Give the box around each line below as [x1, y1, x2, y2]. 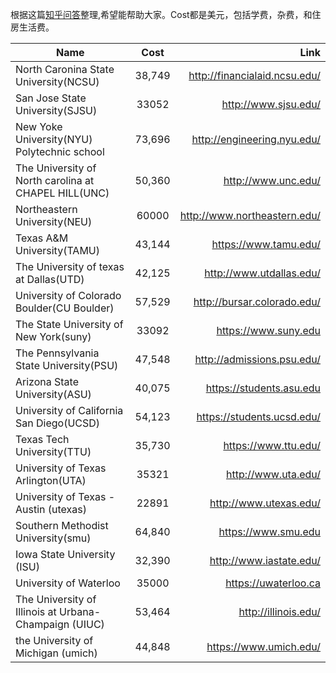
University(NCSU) [15, 75, 100, 88]
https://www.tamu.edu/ [211, 238, 321, 251]
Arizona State [15, 375, 79, 388]
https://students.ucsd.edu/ [196, 410, 321, 423]
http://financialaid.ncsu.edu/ [188, 69, 321, 82]
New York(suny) [15, 330, 92, 343]
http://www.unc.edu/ [223, 174, 321, 187]
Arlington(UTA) [15, 474, 87, 487]
